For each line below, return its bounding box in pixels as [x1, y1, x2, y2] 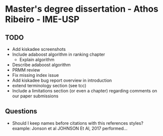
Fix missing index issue [12, 72, 59, 78]
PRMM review [12, 67, 41, 73]
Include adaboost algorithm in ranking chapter [12, 51, 105, 57]
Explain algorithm [19, 57, 55, 62]
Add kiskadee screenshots [12, 46, 66, 52]
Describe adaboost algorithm [12, 62, 71, 68]
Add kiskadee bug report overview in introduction [12, 77, 112, 83]
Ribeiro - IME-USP [5, 14, 80, 25]
